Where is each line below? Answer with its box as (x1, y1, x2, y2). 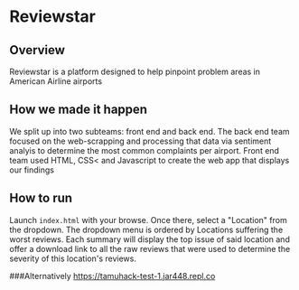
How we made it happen (9, 102, 147, 117)
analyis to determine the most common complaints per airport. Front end (9, 145, 280, 155)
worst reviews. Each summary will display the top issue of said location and (9, 233, 291, 245)
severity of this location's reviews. (9, 253, 137, 264)
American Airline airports (9, 76, 102, 87)
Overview (9, 42, 66, 58)
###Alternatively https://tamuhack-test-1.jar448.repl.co (9, 270, 216, 281)
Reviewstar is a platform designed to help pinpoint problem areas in (9, 66, 260, 77)
